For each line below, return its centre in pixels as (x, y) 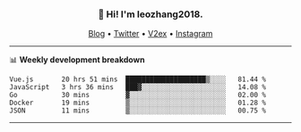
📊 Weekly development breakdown (77, 60)
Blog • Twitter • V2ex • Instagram (150, 34)
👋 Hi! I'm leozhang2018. (150, 14)
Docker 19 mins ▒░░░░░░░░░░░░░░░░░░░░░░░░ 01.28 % (138, 103)
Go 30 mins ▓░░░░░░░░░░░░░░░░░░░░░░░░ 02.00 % (138, 95)
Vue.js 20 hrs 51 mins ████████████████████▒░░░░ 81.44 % (138, 79)
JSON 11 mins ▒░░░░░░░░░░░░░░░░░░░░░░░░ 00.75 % (138, 111)
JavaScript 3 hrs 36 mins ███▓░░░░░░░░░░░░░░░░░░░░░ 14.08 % (138, 87)
